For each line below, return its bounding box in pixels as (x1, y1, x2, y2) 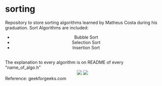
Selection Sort (72, 39, 101, 45)
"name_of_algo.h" (5, 64, 41, 70)
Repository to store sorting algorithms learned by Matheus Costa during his (5, 20, 158, 25)
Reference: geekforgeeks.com (5, 75, 66, 81)
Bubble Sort (74, 34, 98, 40)
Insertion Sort (72, 44, 100, 50)
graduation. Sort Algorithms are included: (5, 24, 89, 30)
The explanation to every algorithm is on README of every (5, 59, 124, 65)
